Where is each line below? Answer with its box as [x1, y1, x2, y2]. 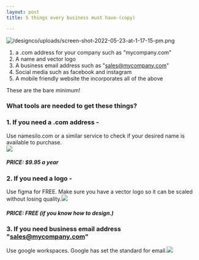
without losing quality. [6, 195, 62, 202]
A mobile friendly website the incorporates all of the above [15, 75, 163, 82]
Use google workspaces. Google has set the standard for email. [6, 247, 167, 254]
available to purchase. [6, 138, 62, 146]
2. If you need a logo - [6, 174, 72, 182]
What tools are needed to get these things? [6, 102, 138, 110]
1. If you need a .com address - [6, 118, 99, 127]
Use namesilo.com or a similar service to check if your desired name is [6, 132, 185, 139]
